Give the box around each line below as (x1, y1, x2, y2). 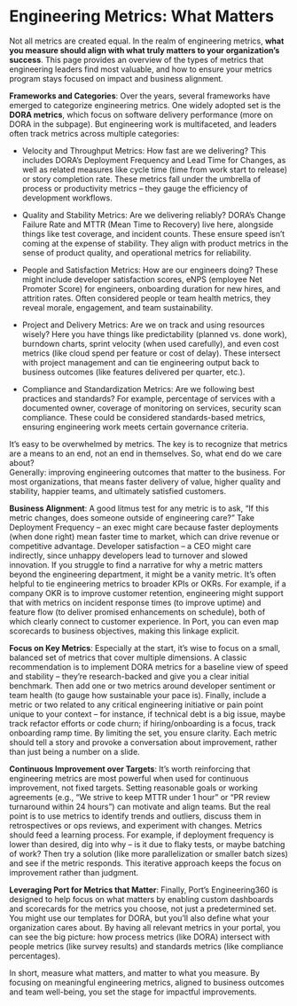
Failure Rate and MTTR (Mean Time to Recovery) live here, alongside (21, 219, 274, 230)
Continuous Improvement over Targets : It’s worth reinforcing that (9, 763, 251, 774)
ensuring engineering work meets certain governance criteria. (21, 421, 249, 432)
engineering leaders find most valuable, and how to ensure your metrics (9, 64, 272, 75)
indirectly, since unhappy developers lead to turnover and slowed (9, 550, 248, 561)
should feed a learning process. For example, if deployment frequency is (9, 829, 275, 840)
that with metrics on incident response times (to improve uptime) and (9, 597, 262, 608)
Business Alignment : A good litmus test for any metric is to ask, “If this (9, 503, 270, 514)
